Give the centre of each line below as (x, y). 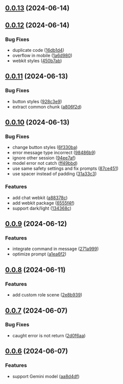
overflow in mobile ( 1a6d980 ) (42, 56)
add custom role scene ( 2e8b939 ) (47, 295)
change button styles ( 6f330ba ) (45, 147)
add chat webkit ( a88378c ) (40, 197)
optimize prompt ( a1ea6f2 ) (39, 254)
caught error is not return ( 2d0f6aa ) (49, 335)
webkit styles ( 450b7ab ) (37, 61)
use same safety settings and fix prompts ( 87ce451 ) (65, 168)
